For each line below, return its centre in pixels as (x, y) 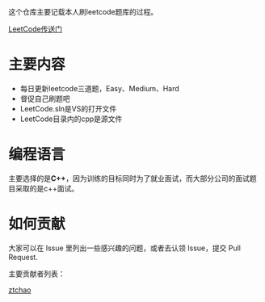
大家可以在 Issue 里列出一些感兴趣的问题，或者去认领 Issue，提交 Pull (124, 248)
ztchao (20, 290)
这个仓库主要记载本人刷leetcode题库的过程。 (83, 12)
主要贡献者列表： (37, 274)
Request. (23, 257)
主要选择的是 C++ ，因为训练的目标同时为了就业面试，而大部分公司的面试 (129, 178)
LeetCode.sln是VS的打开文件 (68, 108)
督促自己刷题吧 (45, 99)
